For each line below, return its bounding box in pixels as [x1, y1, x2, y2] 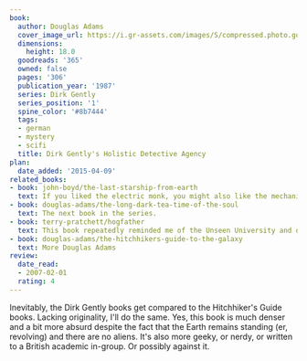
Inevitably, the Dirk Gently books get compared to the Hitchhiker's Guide [9, 302, 282, 313]
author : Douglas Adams [17, 22, 104, 31]
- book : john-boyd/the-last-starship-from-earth [9, 184, 198, 193]
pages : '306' [17, 73, 68, 82]
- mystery [17, 133, 55, 142]
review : [9, 251, 39, 260]
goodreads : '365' [17, 56, 84, 65]
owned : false [17, 65, 68, 74]
